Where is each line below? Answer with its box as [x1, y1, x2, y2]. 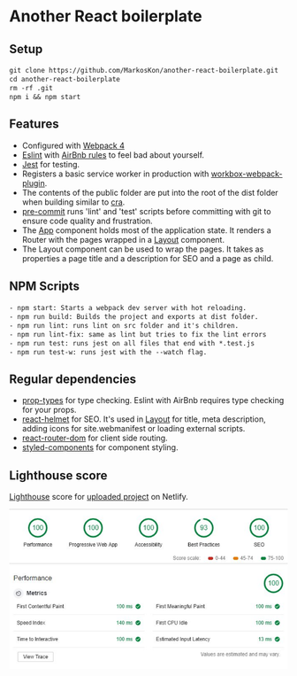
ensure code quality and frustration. [21, 215, 153, 226]
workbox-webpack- [210, 168, 283, 179]
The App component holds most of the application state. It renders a [21, 224, 271, 236]
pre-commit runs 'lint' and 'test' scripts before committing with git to [21, 206, 271, 216]
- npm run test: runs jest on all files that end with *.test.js [9, 338, 255, 347]
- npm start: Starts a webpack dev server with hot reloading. [9, 303, 247, 312]
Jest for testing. [21, 159, 80, 169]
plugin [21, 177, 46, 188]
